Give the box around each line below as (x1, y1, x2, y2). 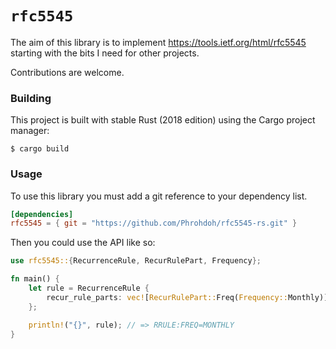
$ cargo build (10, 144, 70, 154)
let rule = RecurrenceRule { (28, 283, 150, 294)
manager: (10, 125, 50, 137)
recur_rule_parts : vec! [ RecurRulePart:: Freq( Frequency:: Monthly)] (46, 292, 329, 302)
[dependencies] (10, 209, 74, 219)
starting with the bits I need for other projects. (10, 47, 200, 59)
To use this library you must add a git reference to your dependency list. (10, 190, 308, 202)
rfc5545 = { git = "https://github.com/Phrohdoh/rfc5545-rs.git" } (10, 218, 298, 229)
